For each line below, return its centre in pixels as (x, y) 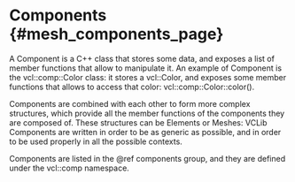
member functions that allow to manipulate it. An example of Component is (145, 68)
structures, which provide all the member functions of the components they (147, 113)
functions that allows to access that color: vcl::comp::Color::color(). (132, 87)
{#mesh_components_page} (116, 34)
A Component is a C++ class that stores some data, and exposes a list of (142, 58)
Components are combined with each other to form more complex (130, 103)
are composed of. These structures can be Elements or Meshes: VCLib (138, 122)
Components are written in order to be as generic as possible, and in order (145, 132)
